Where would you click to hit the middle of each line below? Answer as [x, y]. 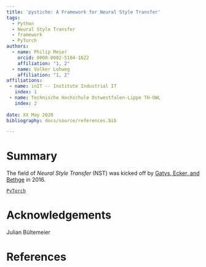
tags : [13, 18]
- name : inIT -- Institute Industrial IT [63, 87]
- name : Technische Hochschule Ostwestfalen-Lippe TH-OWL [85, 98]
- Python [23, 23]
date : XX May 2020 [30, 115]
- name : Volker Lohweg [41, 69]
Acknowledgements [59, 215]
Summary [32, 156]
